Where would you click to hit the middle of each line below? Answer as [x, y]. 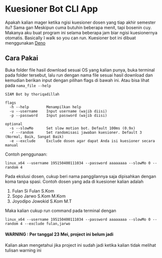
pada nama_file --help [28, 85]
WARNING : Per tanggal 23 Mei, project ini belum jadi [59, 234]
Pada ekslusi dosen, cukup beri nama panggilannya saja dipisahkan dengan [81, 176]
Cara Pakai [22, 58]
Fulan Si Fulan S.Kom [33, 191]
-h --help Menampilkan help [45, 107]
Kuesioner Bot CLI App [51, 9]
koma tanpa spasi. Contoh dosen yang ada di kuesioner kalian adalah [74, 181]
